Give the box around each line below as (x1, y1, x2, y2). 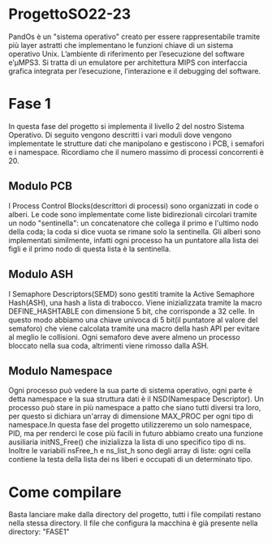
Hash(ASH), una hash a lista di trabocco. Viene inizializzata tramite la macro (8, 298, 262, 307)
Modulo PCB (8, 179, 73, 193)
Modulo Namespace (8, 364, 113, 378)
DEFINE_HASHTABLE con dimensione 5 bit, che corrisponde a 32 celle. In (8, 306, 255, 316)
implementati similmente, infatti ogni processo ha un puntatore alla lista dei (8, 235, 259, 245)
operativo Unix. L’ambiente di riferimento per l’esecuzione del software (8, 49, 245, 58)
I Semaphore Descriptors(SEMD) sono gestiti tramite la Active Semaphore (8, 289, 255, 298)
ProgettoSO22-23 (8, 5, 132, 24)
